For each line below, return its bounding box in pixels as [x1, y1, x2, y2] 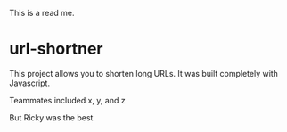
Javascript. [9, 78, 51, 88]
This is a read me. [9, 8, 75, 18]
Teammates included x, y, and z [9, 95, 127, 105]
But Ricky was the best [9, 111, 94, 123]
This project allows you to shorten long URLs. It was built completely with [9, 68, 279, 78]
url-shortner [9, 39, 103, 59]
